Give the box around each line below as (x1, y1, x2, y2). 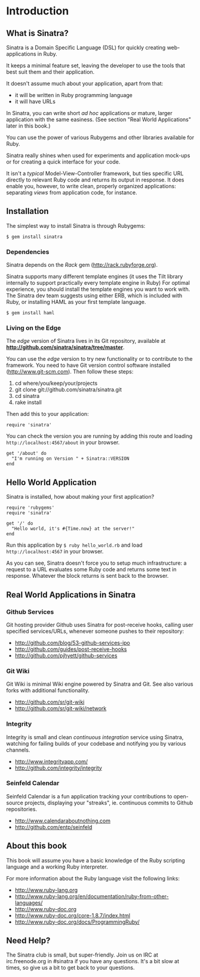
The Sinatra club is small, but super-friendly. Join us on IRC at (6, 951, 158, 958)
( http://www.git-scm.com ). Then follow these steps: (6, 368, 134, 375)
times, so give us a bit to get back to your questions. (6, 964, 135, 972)
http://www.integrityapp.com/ (14, 758, 88, 765)
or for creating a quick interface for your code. (6, 158, 121, 165)
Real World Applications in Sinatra (6, 589, 136, 600)
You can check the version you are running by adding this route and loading (6, 433, 193, 440)
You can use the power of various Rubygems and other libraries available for (6, 134, 195, 141)
